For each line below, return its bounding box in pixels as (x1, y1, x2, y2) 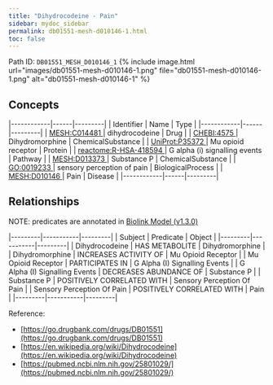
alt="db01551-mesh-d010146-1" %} (31, 74, 151, 84)
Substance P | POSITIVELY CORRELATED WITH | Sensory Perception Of (8, 275, 251, 285)
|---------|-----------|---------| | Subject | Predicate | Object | (8, 232, 217, 242)
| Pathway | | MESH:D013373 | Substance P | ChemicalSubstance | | (8, 154, 236, 164)
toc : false (8, 34, 46, 43)
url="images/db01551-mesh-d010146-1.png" (8, 66, 158, 76)
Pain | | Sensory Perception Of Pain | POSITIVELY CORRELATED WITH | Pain (8, 284, 265, 294)
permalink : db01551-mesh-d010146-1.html (8, 27, 148, 35)
